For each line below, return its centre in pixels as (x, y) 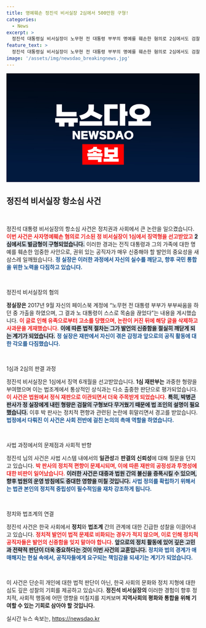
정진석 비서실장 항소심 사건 (54, 201)
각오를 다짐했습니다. (36, 343)
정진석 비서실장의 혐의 (33, 292)
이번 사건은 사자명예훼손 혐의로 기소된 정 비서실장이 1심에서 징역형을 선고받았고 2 (102, 237)
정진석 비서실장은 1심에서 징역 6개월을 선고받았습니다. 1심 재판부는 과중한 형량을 (102, 382)
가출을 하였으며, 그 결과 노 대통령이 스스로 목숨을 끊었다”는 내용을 (97, 313)
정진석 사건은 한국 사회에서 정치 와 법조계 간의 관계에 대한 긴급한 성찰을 (90, 527)
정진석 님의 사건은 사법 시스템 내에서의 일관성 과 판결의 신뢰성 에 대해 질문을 (95, 458)
